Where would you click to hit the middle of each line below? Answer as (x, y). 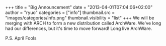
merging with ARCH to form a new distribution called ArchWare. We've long (83, 23)
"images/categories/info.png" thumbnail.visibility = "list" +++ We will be (80, 18)
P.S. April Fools (21, 38)
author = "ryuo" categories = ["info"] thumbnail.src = (60, 12)
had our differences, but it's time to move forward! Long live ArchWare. (79, 28)
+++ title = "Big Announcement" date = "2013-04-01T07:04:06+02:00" (79, 7)
